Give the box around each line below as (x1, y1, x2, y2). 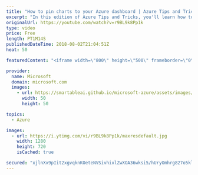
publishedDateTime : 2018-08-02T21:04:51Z (6, 42, 110, 48)
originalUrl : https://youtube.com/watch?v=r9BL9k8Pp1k (6, 19, 144, 25)
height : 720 (16, 144, 46, 150)
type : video (6, 25, 35, 31)
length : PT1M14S (6, 36, 46, 42)
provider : (6, 68, 31, 74)
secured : (6, 160, 28, 166)
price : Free (6, 31, 35, 36)
